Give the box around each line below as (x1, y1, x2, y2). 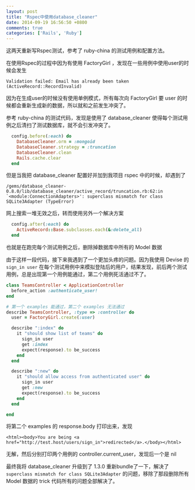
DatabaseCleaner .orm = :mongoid (16, 139, 95, 144)
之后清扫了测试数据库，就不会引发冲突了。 (11, 122, 114, 129)
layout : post (6, 8, 38, 15)
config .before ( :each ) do (11, 133, 72, 139)
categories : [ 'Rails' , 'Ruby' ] (6, 30, 82, 36)
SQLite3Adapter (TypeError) (6, 199, 75, 205)
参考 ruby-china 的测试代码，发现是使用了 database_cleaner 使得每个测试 (6, 115, 183, 122)
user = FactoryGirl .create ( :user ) (11, 315, 95, 320)
